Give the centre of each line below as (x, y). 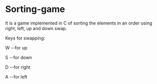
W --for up (16, 47)
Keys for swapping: (25, 38)
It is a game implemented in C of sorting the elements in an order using (79, 23)
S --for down (19, 57)
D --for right (18, 67)
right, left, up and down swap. (36, 28)
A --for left (16, 76)
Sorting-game (35, 9)
